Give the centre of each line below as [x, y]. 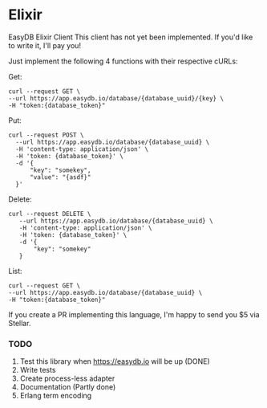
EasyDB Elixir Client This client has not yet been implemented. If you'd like [131, 37]
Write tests [38, 370]
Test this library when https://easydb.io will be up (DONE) [115, 361]
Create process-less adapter [67, 378]
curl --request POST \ [46, 135]
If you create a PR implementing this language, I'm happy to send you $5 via [134, 314]
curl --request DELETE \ [50, 214]
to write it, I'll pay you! [45, 45]
